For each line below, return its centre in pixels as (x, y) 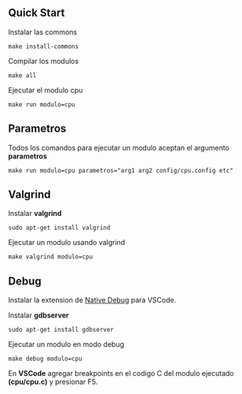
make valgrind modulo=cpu (50, 257)
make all (22, 75)
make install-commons (44, 46)
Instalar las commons (42, 32)
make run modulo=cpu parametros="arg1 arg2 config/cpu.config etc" (121, 170)
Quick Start (37, 13)
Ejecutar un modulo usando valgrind (67, 243)
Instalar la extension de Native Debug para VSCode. (92, 300)
